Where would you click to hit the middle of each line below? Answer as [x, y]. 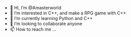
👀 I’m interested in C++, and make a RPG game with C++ [68, 13]
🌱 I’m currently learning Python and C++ [51, 18]
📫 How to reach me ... [33, 29]
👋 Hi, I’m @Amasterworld [35, 8]
